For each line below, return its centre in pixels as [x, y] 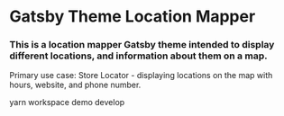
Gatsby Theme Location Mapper [133, 17]
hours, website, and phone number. [75, 85]
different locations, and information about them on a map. [138, 56]
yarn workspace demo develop [67, 103]
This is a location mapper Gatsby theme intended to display [142, 45]
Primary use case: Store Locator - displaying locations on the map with [141, 76]
